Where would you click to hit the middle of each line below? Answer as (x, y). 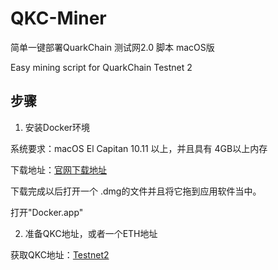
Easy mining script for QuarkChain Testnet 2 (101, 67)
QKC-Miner (58, 18)
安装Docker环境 (57, 127)
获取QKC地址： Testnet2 (60, 254)
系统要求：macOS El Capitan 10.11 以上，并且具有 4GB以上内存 (139, 148)
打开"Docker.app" (47, 212)
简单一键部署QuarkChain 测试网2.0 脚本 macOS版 (112, 47)
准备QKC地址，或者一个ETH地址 (91, 233)
